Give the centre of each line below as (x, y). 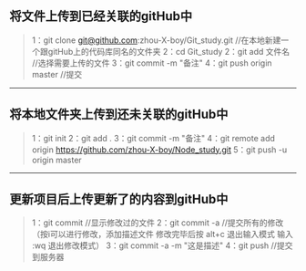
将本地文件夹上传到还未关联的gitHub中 (119, 115)
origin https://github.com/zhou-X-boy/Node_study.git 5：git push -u (159, 150)
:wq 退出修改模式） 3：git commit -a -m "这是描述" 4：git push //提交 (162, 245)
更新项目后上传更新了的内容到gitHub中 (119, 199)
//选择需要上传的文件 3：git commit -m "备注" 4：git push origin (152, 63)
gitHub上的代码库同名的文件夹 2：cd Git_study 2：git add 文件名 (169, 51)
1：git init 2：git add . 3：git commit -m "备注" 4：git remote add (153, 138)
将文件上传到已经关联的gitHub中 (101, 16)
